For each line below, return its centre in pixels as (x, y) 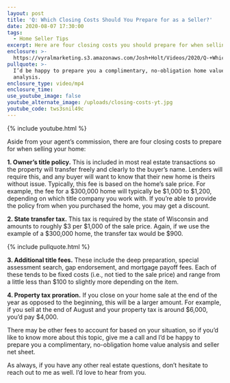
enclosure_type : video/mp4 (46, 83)
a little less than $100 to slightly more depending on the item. (93, 282)
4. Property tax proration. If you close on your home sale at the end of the (112, 295)
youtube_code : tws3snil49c (46, 109)
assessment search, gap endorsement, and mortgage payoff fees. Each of (112, 267)
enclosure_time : (30, 90)
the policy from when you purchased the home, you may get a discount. (108, 205)
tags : (15, 32)
